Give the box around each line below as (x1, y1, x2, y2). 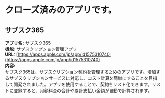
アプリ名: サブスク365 (5, 40, 51, 46)
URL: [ (5, 51, 18, 57)
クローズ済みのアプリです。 (5, 4, 117, 16)
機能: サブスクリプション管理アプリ (5, 46, 78, 52)
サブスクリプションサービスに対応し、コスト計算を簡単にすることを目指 (9, 75, 158, 81)
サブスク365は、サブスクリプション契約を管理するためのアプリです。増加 (5, 69, 156, 75)
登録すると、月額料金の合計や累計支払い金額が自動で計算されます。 (13, 88, 153, 93)
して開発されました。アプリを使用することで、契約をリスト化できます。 (5, 81, 152, 87)
